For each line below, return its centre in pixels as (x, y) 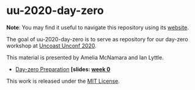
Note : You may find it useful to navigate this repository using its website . (98, 27)
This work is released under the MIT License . (63, 81)
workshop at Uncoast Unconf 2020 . (51, 46)
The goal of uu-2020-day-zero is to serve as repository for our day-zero (97, 39)
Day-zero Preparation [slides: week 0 (63, 69)
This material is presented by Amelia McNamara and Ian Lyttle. (85, 57)
